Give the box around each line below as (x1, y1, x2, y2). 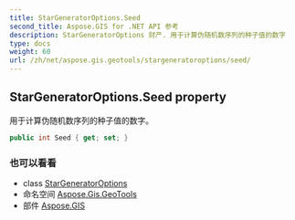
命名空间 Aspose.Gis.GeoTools (22, 188, 137, 199)
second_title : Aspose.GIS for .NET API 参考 (9, 22, 179, 31)
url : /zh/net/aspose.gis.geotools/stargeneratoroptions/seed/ (9, 56, 251, 65)
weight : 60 (9, 47, 51, 57)
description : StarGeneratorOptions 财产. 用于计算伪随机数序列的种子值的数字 (9, 30, 286, 39)
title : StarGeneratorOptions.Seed (9, 13, 142, 23)
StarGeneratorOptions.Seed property (9, 89, 227, 105)
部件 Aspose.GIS (22, 200, 85, 211)
